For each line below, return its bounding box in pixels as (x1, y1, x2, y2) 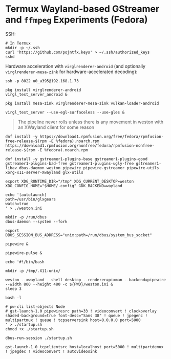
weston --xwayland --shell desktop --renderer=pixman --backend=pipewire (5, 277, 166, 282)
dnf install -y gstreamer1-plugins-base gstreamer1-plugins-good (5, 156, 147, 162)
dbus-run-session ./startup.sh (5, 335, 72, 341)
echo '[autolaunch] (5, 192, 47, 197)
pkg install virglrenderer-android (5, 87, 81, 93)
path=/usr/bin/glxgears (5, 196, 56, 202)
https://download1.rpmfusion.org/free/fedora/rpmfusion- (39, 134, 164, 139)
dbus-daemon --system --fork (5, 219, 68, 224)
